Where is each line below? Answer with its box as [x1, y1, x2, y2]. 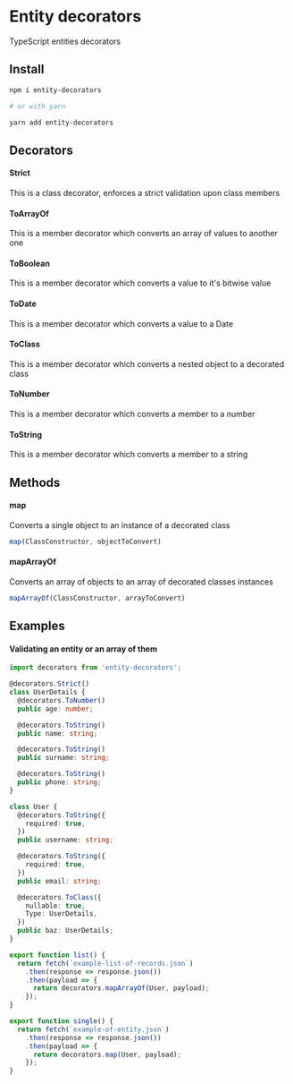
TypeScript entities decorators [9, 36, 121, 47]
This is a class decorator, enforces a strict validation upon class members [9, 187, 280, 198]
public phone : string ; [17, 778, 102, 787]
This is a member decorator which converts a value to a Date [9, 318, 234, 329]
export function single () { [9, 1017, 114, 1026]
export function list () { [9, 951, 105, 960]
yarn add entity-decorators [9, 118, 114, 127]
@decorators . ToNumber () [17, 696, 105, 704]
